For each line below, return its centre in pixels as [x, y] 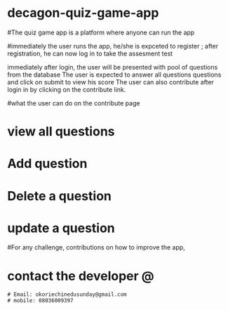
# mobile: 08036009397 [40, 301]
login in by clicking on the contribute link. [67, 89]
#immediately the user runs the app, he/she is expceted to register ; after [113, 46]
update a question [61, 228]
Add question [47, 164]
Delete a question [60, 196]
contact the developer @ [81, 276]
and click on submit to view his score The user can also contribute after [110, 82]
